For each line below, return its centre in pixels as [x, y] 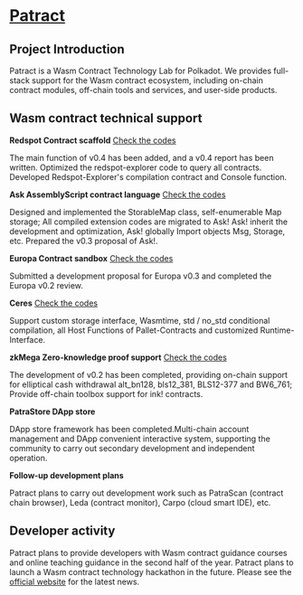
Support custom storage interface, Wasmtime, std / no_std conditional [140, 320]
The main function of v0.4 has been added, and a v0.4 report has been [142, 157]
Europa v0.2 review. [47, 285]
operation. [28, 458]
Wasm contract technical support [106, 118]
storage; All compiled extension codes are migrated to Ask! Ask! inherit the [148, 222]
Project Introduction [67, 49]
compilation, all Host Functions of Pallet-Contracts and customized [134, 330]
